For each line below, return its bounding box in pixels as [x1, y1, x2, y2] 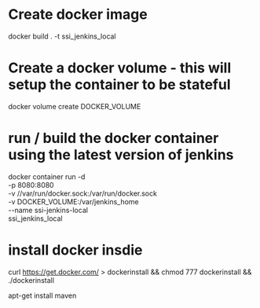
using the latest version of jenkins [8, 146, 234, 164]
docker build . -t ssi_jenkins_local [8, 31, 116, 41]
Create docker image [8, 5, 148, 24]
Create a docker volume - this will [8, 59, 232, 77]
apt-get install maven [8, 291, 77, 300]
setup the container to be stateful [8, 76, 231, 93]
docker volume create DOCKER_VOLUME [8, 101, 141, 111]
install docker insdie [8, 241, 143, 258]
